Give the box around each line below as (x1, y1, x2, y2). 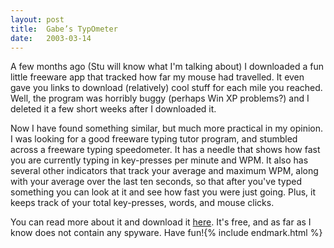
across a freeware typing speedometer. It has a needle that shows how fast (10, 144, 321, 156)
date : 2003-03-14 (10, 33, 92, 43)
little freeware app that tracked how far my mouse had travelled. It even (10, 71, 305, 83)
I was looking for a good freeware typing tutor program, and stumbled (10, 133, 298, 145)
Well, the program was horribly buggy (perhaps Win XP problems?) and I (10, 92, 310, 105)
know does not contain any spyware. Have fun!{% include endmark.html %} (10, 227, 323, 239)
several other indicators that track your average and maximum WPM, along (10, 165, 319, 177)
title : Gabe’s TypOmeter (10, 24, 118, 34)
